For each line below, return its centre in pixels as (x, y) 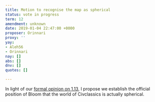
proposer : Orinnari (25, 33)
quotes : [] (16, 70)
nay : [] (13, 56)
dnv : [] (13, 65)
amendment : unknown (25, 24)
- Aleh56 (14, 47)
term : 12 (14, 19)
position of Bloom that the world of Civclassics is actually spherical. (75, 94)
